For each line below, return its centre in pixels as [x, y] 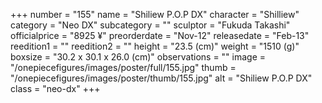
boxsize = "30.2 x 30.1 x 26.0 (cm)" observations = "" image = [138, 57]
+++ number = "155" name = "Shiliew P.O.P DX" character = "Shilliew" [155, 14]
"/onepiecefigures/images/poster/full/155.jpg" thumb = [123, 67]
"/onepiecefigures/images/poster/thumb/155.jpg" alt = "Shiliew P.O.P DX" [161, 78]
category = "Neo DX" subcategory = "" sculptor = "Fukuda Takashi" [150, 25]
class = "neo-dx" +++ [55, 88]
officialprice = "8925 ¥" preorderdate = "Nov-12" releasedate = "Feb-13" [160, 35]
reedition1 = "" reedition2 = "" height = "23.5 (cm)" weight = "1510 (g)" [155, 46]
